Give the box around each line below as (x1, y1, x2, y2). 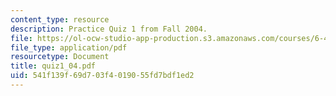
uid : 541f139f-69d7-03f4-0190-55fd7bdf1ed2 (10, 71, 195, 81)
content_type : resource (10, 14, 110, 25)
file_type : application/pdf (10, 42, 128, 53)
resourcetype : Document (10, 52, 110, 62)
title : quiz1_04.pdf (10, 61, 97, 71)
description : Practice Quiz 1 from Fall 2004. (10, 24, 208, 34)
